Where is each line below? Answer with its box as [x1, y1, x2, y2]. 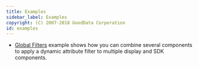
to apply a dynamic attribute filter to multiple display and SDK [14, 48, 164, 55]
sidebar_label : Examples [6, 14, 67, 20]
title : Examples [6, 8, 46, 15]
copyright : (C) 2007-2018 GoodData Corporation [6, 20, 126, 25]
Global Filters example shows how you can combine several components [14, 42, 193, 49]
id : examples [6, 25, 38, 31]
